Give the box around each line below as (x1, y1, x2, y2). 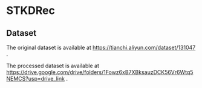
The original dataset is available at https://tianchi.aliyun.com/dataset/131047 (6, 44, 196, 51)
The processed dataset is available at (6, 62, 100, 69)
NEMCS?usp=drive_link (6, 75, 65, 82)
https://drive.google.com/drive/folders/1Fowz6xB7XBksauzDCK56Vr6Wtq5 (6, 69, 194, 76)
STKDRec (6, 4, 56, 18)
